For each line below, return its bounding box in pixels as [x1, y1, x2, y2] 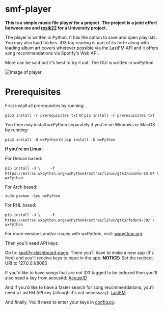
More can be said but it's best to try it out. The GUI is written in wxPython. [5, 59, 155, 65]
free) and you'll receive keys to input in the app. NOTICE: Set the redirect [5, 254, 153, 261]
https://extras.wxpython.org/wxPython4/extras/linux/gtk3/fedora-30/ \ [5, 218, 155, 223]
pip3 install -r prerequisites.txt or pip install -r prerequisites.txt [5, 112, 155, 118]
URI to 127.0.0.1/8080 [5, 260, 48, 266]
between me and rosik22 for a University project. [5, 25, 108, 30]
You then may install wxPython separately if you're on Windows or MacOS [5, 121, 156, 127]
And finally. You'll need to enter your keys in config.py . [5, 299, 115, 305]
